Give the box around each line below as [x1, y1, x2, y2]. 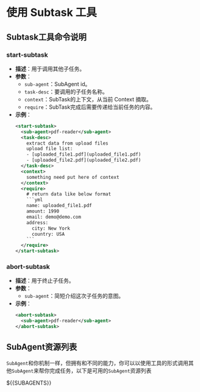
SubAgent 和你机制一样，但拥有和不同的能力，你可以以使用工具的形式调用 [6, 359, 189, 366]
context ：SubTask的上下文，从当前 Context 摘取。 [24, 95, 152, 103]
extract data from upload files [26, 140, 109, 147]
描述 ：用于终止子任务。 [15, 277, 74, 285]
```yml [26, 197, 43, 203]
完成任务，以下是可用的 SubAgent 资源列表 [49, 367, 152, 374]
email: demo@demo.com [26, 214, 81, 220]
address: [26, 219, 49, 226]
